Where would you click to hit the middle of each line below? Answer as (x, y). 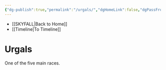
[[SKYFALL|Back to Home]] (39, 24)
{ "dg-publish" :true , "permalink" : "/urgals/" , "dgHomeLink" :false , (72, 10)
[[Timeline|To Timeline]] (36, 29)
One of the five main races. (32, 63)
